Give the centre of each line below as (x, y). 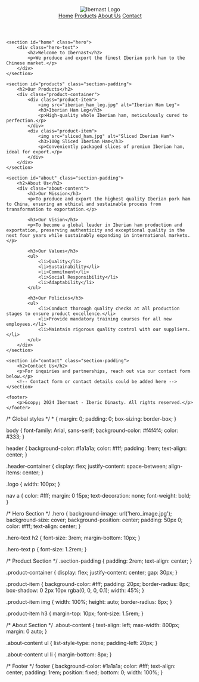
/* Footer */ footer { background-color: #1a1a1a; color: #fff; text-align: (91, 666)
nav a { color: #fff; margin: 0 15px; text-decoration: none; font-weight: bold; (99, 496)
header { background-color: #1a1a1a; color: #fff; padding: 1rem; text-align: (97, 448)
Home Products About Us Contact (100, 16)
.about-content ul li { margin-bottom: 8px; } (59, 655)
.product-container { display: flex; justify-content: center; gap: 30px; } (92, 573)
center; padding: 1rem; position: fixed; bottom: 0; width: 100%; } (85, 672)
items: (14, 473)
